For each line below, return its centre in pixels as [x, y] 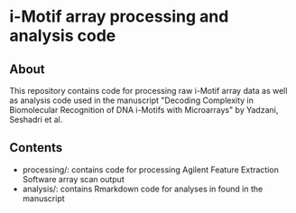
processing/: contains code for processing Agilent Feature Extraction [151, 170]
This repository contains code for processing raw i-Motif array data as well [148, 91]
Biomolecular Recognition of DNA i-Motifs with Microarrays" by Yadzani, [144, 110]
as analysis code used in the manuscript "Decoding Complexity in [132, 100]
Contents [36, 148]
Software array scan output [73, 179]
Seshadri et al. [36, 120]
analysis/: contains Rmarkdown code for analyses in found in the [143, 189]
